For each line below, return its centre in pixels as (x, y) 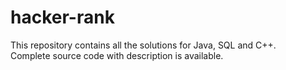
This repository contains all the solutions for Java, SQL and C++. (143, 45)
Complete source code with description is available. (117, 55)
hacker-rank (62, 17)
